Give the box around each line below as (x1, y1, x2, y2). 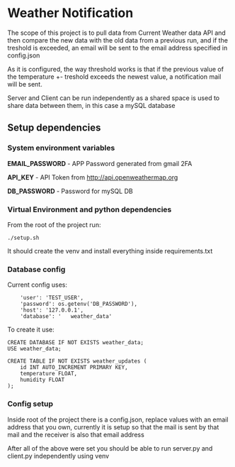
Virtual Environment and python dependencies (7, 204, 172, 214)
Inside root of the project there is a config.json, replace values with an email (7, 415, 229, 424)
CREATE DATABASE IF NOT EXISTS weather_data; (7, 339, 144, 346)
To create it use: (7, 325, 55, 334)
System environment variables (7, 143, 115, 153)
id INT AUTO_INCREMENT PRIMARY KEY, (20, 364, 129, 371)
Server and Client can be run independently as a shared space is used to (7, 94, 220, 102)
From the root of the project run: (7, 220, 101, 229)
